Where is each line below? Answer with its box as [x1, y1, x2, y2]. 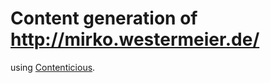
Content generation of [10, 7, 198, 30]
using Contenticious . [10, 61, 96, 73]
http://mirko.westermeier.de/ [10, 28, 260, 51]
